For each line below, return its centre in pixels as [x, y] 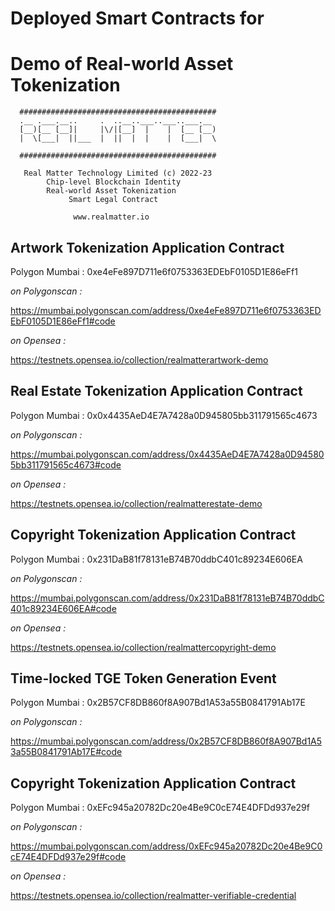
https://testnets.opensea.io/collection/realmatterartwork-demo [139, 359]
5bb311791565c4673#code [66, 464]
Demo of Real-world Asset [122, 64]
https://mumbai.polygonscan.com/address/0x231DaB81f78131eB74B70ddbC [167, 598]
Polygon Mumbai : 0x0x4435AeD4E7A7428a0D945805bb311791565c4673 [164, 415]
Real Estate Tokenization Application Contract [156, 391]
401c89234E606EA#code [63, 608]
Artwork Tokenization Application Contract [147, 247]
